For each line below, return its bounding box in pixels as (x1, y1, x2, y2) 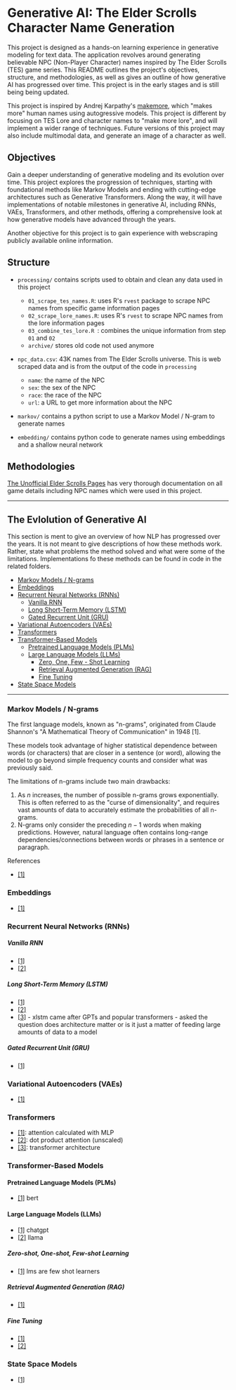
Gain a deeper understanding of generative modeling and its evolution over (7, 170, 225, 178)
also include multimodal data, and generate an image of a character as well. (7, 131, 226, 140)
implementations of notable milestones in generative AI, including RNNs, (7, 200, 216, 209)
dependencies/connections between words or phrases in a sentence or (17, 836, 225, 844)
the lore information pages (27, 318, 105, 327)
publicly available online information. (7, 236, 114, 244)
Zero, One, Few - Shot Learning (38, 658, 130, 667)
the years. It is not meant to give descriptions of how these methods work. (7, 539, 223, 549)
